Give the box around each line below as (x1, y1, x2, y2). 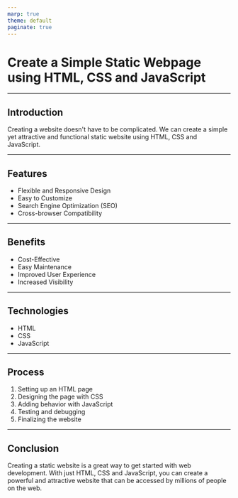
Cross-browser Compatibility (17, 209, 103, 217)
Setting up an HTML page (17, 385, 93, 394)
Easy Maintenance (17, 262, 72, 271)
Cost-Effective (17, 255, 60, 264)
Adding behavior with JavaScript (17, 400, 113, 408)
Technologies (7, 305, 69, 317)
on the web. (7, 484, 42, 492)
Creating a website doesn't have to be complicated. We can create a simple (7, 125, 228, 134)
